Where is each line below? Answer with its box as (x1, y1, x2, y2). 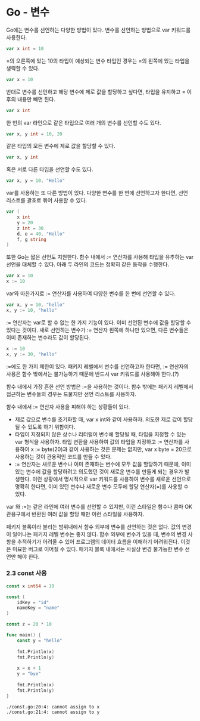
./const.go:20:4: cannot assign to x (6, 704, 100, 710)
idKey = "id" (17, 599, 49, 605)
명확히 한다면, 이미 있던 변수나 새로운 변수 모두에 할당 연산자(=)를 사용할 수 (14, 482, 189, 490)
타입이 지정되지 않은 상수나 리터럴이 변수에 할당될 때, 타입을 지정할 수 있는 (14, 431, 186, 438)
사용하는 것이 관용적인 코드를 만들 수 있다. (14, 453, 112, 460)
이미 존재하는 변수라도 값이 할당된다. (6, 333, 90, 341)
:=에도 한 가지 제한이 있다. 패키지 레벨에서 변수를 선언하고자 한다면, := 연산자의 (6, 363, 189, 370)
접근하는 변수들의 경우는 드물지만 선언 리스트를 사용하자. (6, 390, 137, 397)
